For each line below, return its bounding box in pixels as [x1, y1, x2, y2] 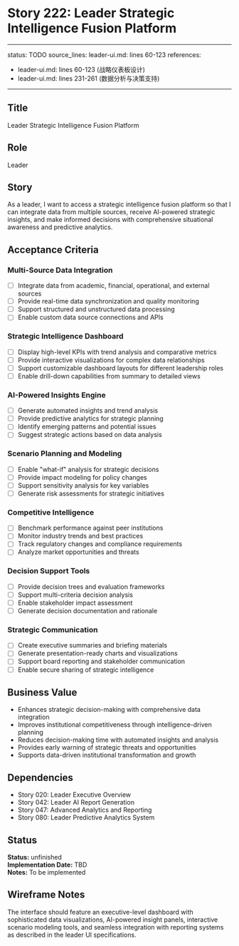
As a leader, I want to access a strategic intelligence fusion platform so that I [7, 200, 231, 208]
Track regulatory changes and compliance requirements [17, 540, 183, 548]
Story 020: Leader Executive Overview [17, 790, 132, 799]
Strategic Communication [7, 625, 98, 635]
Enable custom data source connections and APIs [17, 313, 164, 322]
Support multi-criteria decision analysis [17, 590, 134, 599]
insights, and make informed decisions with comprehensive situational [7, 216, 213, 224]
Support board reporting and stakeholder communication [17, 657, 186, 665]
